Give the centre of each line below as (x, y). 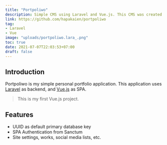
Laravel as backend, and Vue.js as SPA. (46, 89)
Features (19, 115)
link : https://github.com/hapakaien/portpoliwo (56, 19)
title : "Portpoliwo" (27, 10)
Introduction (25, 72)
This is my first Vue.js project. (48, 99)
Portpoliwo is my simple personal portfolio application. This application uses (83, 84)
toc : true (15, 42)
